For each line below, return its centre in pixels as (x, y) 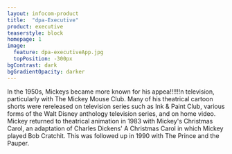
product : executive (35, 26)
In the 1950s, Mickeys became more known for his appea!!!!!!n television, (111, 92)
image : (17, 46)
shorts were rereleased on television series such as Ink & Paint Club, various (116, 106)
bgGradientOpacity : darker (46, 71)
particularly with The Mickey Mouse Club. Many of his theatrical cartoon (110, 99)
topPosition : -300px (43, 59)
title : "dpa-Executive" (43, 20)
